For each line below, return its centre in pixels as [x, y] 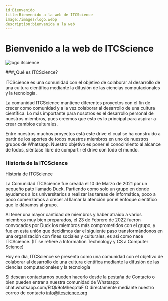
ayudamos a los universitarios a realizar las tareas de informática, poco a [81, 194]
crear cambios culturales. [32, 124]
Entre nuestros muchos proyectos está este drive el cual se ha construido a [83, 134]
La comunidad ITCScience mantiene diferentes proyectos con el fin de [78, 103]
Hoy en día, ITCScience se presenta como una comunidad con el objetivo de [84, 257]
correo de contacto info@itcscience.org [46, 293]
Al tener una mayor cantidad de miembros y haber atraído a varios [73, 215]
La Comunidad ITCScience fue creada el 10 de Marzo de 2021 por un [76, 184]
